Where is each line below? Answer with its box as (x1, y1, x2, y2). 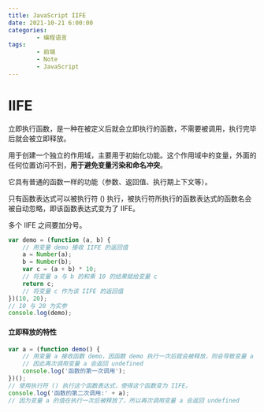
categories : (8, 26, 47, 34)
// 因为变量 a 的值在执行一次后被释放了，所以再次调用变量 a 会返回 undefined (8, 396, 240, 404)
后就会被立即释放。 (8, 133, 71, 143)
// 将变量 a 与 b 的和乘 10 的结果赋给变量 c (22, 273, 158, 280)
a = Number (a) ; (22, 251, 73, 258)
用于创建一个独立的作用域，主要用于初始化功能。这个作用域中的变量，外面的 (8, 150, 257, 160)
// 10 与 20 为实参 (8, 302, 68, 310)
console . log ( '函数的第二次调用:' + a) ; (8, 389, 130, 397)
